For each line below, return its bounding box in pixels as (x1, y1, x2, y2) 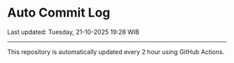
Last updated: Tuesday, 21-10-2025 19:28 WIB (7, 28, 139, 36)
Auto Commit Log (7, 5, 111, 21)
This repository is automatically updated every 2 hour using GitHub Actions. (7, 47, 225, 56)
